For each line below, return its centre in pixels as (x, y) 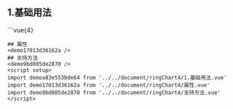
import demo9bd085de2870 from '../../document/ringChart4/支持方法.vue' (114, 92)
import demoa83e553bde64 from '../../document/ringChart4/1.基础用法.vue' (117, 77)
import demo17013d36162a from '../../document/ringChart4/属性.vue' (109, 85)
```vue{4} (20, 30)
